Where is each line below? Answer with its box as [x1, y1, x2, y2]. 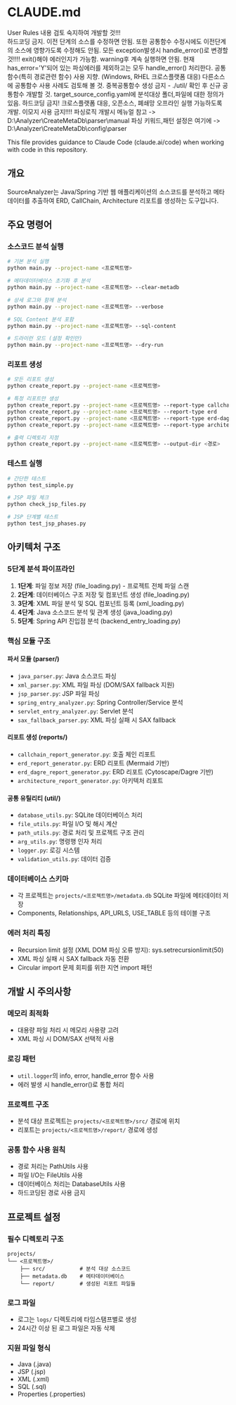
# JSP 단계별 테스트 [7, 514, 58, 521]
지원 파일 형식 [7, 1343, 51, 1353]
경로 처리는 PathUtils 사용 [17, 1162, 89, 1171]
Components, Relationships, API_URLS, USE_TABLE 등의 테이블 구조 [17, 909, 211, 917]
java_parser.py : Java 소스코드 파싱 [17, 671, 117, 680]
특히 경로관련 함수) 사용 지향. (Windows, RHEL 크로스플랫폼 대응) [20, 72, 202, 81]
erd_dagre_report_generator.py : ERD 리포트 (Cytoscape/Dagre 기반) [17, 768, 214, 776]
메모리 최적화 [7, 1009, 49, 1019]
